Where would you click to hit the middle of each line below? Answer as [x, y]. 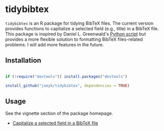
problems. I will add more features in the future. [55, 44]
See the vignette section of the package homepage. [59, 113]
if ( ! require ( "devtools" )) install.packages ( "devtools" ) [66, 77]
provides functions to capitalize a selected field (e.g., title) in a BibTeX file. [82, 28]
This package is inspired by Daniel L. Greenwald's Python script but [76, 34]
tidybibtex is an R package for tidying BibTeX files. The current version [79, 23]
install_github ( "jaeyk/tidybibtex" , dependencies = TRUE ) [67, 86]
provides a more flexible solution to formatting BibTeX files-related [74, 39]
